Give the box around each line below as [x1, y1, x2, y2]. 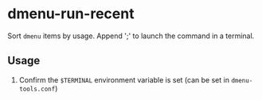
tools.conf [18, 85, 56, 93]
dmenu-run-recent [7, 5, 135, 23]
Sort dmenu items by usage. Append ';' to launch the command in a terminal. [7, 31, 255, 40]
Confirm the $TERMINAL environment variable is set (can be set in [18, 75, 230, 84]
